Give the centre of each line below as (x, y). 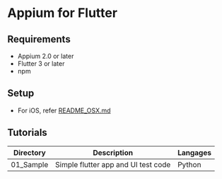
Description (113, 152)
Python (189, 164)
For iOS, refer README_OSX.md (64, 110)
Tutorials (27, 133)
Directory (29, 152)
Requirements (39, 39)
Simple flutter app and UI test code (113, 164)
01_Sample (30, 164)
